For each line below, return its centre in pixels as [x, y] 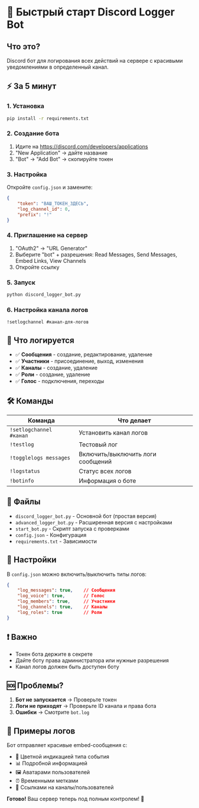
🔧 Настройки [32, 560]
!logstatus [25, 471]
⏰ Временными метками [47, 781]
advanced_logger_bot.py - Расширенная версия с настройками [94, 522]
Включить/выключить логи [118, 454]
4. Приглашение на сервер [47, 235]
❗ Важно [22, 637]
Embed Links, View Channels [50, 260]
